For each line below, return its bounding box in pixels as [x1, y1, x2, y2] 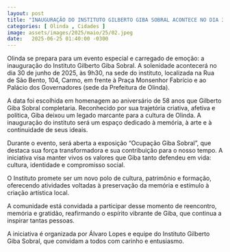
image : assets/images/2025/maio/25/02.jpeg [7, 29, 133, 36]
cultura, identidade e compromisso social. [7, 161, 125, 169]
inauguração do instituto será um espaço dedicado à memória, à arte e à [7, 118, 212, 127]
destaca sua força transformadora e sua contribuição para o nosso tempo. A [7, 147, 223, 155]
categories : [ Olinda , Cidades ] [7, 23, 106, 29]
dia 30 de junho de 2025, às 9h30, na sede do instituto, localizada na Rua [7, 69, 214, 77]
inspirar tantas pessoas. [7, 216, 75, 225]
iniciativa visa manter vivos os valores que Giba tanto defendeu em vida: [7, 153, 212, 162]
